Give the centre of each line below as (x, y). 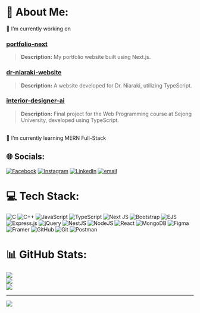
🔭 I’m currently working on (39, 29)
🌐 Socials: (26, 157)
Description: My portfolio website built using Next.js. (86, 57)
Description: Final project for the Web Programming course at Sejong (106, 114)
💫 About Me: (37, 12)
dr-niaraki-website (34, 73)
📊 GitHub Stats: (47, 254)
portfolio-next (27, 44)
